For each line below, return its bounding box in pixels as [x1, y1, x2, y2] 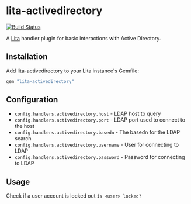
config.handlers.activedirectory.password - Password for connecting [14, 154, 185, 161]
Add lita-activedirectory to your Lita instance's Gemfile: [6, 67, 139, 74]
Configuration [6, 95, 58, 105]
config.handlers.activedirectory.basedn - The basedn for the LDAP [14, 129, 180, 136]
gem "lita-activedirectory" [6, 78, 75, 84]
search [14, 135, 32, 142]
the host [14, 123, 35, 130]
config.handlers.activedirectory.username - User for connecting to [14, 141, 179, 148]
